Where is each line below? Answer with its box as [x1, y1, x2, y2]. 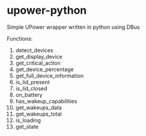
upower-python [7, 4, 87, 17]
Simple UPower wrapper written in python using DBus [7, 23, 140, 31]
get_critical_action [15, 59, 61, 67]
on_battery [15, 91, 43, 98]
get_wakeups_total [15, 110, 62, 117]
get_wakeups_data [15, 104, 62, 111]
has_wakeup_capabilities [15, 97, 78, 105]
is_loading [15, 116, 41, 123]
